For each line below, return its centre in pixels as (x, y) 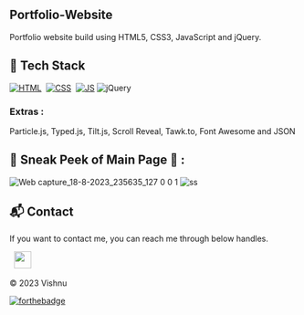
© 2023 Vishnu (38, 283)
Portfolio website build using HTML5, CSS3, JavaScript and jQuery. (136, 37)
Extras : (27, 111)
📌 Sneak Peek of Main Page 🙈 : (97, 160)
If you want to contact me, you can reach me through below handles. (139, 238)
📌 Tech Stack (47, 66)
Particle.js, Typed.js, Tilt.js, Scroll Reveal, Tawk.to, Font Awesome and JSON (152, 131)
